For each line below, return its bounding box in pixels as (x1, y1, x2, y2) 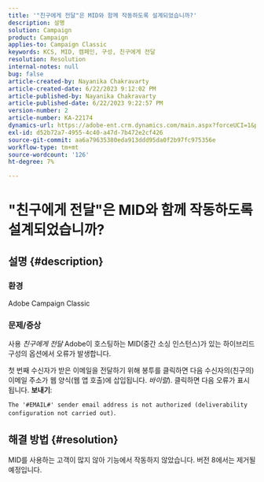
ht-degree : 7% (8, 158, 55, 166)
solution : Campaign (8, 26, 72, 34)
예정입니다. (8, 465, 42, 475)
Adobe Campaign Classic (8, 298, 90, 308)
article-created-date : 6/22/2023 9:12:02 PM (8, 84, 156, 93)
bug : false (8, 70, 44, 78)
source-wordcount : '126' (8, 150, 90, 158)
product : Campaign (8, 33, 68, 42)
